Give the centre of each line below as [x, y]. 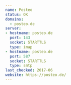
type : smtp [21, 65]
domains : [14, 19]
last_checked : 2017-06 [29, 70]
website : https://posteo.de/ [36, 75]
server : [13, 28]
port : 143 [20, 38]
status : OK [17, 14]
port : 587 [20, 56]
